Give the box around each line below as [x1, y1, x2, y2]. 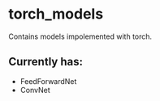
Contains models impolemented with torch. [8, 32, 153, 41]
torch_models [8, 5, 104, 23]
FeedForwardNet [19, 76, 77, 86]
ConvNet [19, 85, 50, 95]
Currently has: [8, 55, 84, 69]
